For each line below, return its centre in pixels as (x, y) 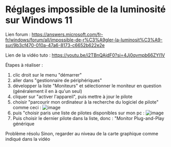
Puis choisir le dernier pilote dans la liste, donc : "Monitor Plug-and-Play (88, 118)
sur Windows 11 (39, 20)
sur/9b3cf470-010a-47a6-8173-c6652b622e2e (55, 45)
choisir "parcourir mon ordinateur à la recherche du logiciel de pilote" (86, 102)
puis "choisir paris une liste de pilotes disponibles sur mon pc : (78, 113)
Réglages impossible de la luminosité (86, 9)
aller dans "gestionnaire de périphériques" (57, 80)
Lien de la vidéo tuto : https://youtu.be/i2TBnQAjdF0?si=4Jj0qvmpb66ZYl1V (85, 55)
